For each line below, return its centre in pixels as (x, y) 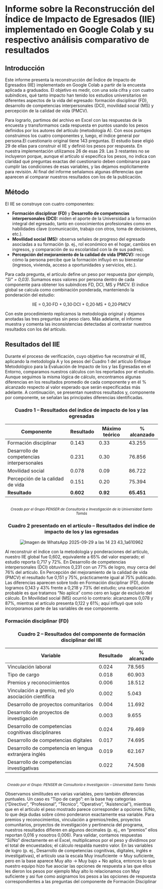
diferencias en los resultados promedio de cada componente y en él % (76, 382)
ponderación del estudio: (30, 295)
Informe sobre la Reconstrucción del (80, 9)
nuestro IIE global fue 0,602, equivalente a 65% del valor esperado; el (75, 557)
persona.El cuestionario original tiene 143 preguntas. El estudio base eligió (80, 141)
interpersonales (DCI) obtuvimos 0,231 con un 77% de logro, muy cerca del (81, 567)
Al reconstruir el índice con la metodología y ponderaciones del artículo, (77, 552)
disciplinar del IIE (81, 640)
